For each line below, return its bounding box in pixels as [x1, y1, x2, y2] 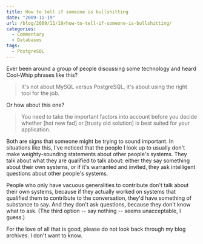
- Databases [12, 37, 42, 43]
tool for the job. [21, 89, 60, 97]
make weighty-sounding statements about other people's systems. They [6, 150, 187, 157]
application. [21, 125, 51, 133]
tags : [6, 43, 20, 49]
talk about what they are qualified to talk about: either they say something [6, 157, 190, 164]
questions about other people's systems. [6, 170, 108, 177]
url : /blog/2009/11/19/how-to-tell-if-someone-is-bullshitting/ [6, 20, 172, 26]
